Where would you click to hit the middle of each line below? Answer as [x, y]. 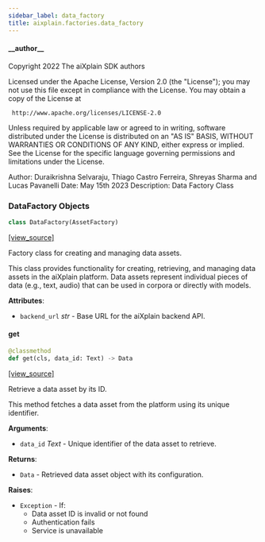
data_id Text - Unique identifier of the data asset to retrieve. [118, 443]
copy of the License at [45, 98]
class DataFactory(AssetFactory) [63, 223]
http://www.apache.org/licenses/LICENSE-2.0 [86, 113]
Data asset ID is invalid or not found [90, 513]
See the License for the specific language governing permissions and [122, 153]
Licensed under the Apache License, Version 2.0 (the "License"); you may [129, 81]
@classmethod [30, 351]
